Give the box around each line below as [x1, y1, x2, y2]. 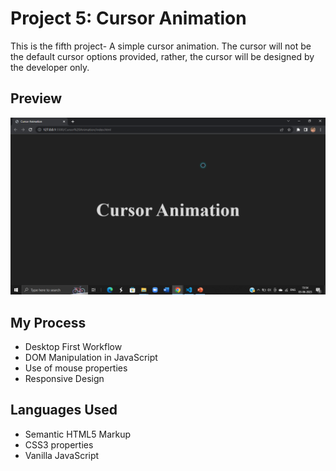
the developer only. [10, 61, 90, 73]
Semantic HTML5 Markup [24, 428, 132, 440]
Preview [10, 90, 63, 107]
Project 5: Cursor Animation [10, 7, 247, 30]
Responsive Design [24, 373, 105, 385]
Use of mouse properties [24, 362, 128, 374]
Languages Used [10, 402, 118, 419]
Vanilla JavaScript [24, 449, 100, 461]
